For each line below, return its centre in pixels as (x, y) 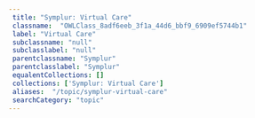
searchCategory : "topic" (58, 100)
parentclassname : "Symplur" (64, 59)
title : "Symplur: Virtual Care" (72, 17)
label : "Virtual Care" (54, 34)
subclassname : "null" (52, 42)
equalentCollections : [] (58, 75)
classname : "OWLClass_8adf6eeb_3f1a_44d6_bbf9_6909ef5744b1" (130, 26)
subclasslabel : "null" (54, 51)
